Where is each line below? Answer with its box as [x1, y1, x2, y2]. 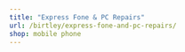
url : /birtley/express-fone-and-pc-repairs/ [9, 21, 177, 30]
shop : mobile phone [9, 29, 82, 38]
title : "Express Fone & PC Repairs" [9, 12, 145, 22]
